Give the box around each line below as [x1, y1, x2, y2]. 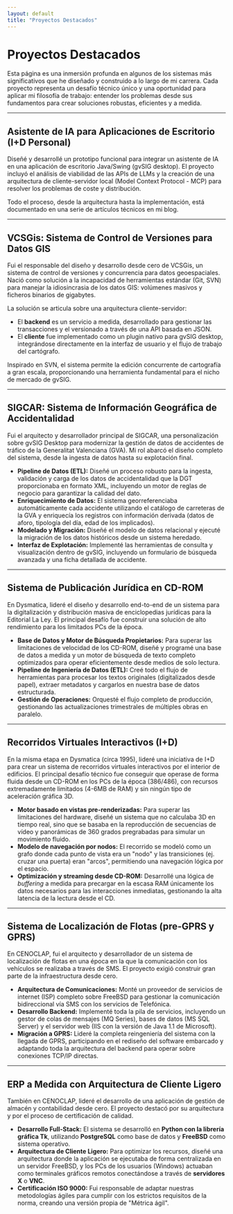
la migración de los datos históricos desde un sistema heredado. [17, 533, 202, 542]
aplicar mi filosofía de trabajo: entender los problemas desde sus [7, 92, 193, 100]
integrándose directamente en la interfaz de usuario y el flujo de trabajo [17, 340, 223, 348]
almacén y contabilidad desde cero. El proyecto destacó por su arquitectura [7, 1104, 224, 1113]
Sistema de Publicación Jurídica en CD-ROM [7, 582, 204, 594]
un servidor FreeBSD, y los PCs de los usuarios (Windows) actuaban [17, 1162, 213, 1170]
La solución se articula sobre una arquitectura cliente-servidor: [7, 304, 187, 313]
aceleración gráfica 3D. [7, 792, 74, 800]
